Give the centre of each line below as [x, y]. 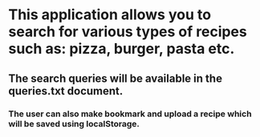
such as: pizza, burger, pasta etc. [122, 49]
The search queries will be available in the [116, 78]
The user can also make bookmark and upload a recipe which [130, 114]
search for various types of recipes [128, 32]
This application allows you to [110, 15]
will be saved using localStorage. [74, 123]
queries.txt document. [66, 91]
